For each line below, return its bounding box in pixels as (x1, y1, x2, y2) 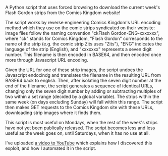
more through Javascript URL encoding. (5, 57, 88, 63)
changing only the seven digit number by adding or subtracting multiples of (5, 88, 162, 94)
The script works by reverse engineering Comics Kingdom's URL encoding (5, 20, 161, 25)
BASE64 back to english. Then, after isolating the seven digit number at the (5, 78, 161, 83)
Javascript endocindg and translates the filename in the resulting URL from (5, 72, 161, 78)
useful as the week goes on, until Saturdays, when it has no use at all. (5, 130, 150, 136)
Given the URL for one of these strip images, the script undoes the (5, 67, 143, 73)
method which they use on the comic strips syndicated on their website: (5, 25, 155, 31)
